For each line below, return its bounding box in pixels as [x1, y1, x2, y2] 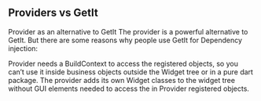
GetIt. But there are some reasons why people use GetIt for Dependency [8, 35, 242, 45]
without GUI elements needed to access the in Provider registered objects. [8, 84, 250, 93]
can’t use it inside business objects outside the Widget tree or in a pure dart [8, 67, 254, 77]
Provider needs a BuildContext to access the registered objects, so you [8, 59, 238, 68]
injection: [8, 43, 38, 53]
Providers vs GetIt [8, 6, 98, 20]
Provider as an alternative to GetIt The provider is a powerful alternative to [8, 27, 248, 36]
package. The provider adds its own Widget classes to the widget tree [8, 75, 236, 85]
